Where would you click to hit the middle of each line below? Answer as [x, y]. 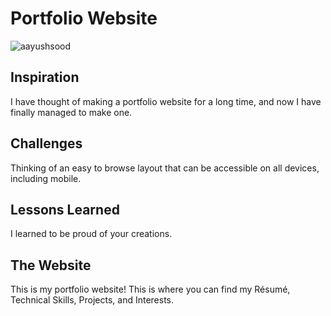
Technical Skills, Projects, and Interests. [92, 300]
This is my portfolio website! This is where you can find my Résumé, [150, 289]
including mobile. [46, 178]
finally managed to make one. [71, 112]
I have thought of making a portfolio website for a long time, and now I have [166, 101]
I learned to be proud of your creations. [91, 234]
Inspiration [45, 77]
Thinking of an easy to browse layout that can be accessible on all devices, [165, 168]
